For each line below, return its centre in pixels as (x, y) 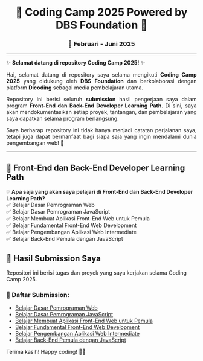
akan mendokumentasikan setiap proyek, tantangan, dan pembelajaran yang (101, 112)
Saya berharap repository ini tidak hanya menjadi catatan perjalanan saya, (101, 130)
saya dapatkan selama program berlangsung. (63, 119)
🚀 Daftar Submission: (38, 295)
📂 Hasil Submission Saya (54, 258)
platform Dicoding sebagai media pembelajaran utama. (75, 88)
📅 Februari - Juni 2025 (101, 44)
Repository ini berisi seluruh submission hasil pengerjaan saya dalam (101, 100)
